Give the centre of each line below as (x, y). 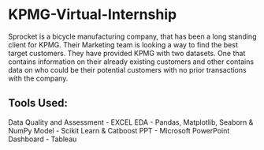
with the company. (38, 78)
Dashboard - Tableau (43, 139)
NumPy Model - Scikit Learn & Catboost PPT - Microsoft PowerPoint (119, 130)
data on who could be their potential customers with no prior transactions (127, 69)
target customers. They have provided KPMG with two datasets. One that (127, 53)
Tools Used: (38, 103)
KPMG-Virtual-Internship (93, 15)
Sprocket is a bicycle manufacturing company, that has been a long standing (132, 36)
